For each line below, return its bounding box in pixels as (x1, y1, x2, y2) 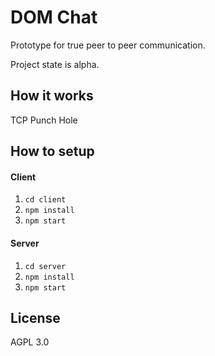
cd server (24, 261, 67, 271)
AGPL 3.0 (10, 336, 50, 348)
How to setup (10, 143, 95, 160)
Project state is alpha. (10, 58, 100, 70)
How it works (10, 87, 94, 105)
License (10, 309, 61, 326)
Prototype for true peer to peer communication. (10, 39, 206, 51)
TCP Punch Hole (10, 114, 78, 126)
